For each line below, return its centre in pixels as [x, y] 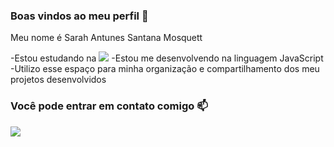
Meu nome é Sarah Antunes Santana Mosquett [106, 38]
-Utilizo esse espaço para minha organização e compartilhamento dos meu [165, 69]
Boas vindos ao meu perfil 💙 [79, 16]
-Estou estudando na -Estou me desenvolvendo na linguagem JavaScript [167, 58]
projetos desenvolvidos [58, 80]
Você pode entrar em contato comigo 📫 [109, 106]
